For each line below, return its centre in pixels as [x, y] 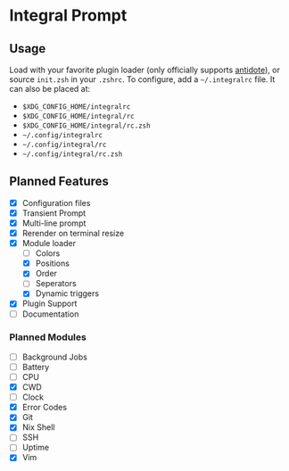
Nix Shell [38, 427]
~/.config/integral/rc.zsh [72, 154]
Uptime [36, 448]
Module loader [49, 244]
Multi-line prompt [54, 223]
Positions [52, 263]
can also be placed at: [50, 89]
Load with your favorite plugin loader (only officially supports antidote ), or [145, 70]
